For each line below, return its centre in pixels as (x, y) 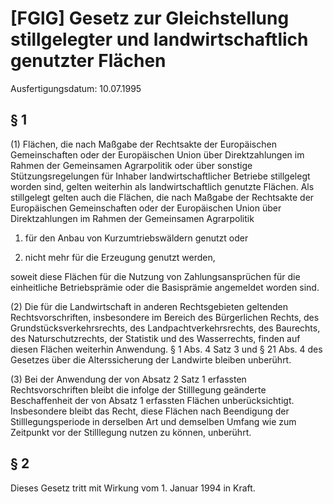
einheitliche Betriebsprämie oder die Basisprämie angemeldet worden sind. (165, 287)
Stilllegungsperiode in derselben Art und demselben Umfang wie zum (153, 421)
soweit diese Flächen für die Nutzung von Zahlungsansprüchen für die (155, 276)
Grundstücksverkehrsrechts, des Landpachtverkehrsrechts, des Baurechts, (165, 328)
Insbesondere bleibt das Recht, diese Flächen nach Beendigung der (150, 411)
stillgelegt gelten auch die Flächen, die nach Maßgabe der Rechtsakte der (162, 197)
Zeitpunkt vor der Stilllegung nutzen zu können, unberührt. (131, 432)
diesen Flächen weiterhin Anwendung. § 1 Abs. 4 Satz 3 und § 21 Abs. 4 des (166, 349)
